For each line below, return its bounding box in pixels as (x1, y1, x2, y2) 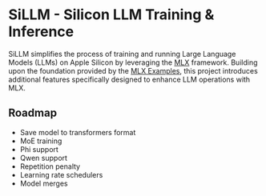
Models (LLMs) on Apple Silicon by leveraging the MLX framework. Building (8, 58, 258, 67)
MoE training (19, 136, 62, 146)
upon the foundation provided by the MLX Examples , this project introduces (8, 66, 258, 75)
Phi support (19, 144, 58, 154)
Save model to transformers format (19, 127, 136, 137)
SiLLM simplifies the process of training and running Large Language (8, 49, 236, 58)
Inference (8, 22, 75, 41)
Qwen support (19, 153, 68, 162)
